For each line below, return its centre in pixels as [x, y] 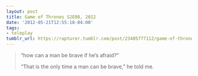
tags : [13, 28]
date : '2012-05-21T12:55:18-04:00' [50, 22]
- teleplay [19, 33]
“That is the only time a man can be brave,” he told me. [87, 67]
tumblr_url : [21, 39]
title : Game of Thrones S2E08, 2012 [51, 17]
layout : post [22, 11]
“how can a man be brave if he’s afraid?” [70, 55]
